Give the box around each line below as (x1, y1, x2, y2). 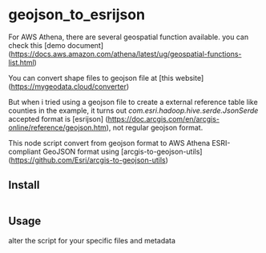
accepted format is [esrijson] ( (8, 114, 108, 123)
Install (8, 179, 40, 192)
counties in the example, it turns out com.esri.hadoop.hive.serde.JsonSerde (8, 106, 259, 115)
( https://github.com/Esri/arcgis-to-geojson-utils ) (8, 155, 168, 165)
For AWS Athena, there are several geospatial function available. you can (8, 32, 249, 42)
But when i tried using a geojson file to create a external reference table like (8, 97, 258, 106)
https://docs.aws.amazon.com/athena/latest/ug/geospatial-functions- (10, 49, 242, 58)
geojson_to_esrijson (8, 6, 146, 24)
